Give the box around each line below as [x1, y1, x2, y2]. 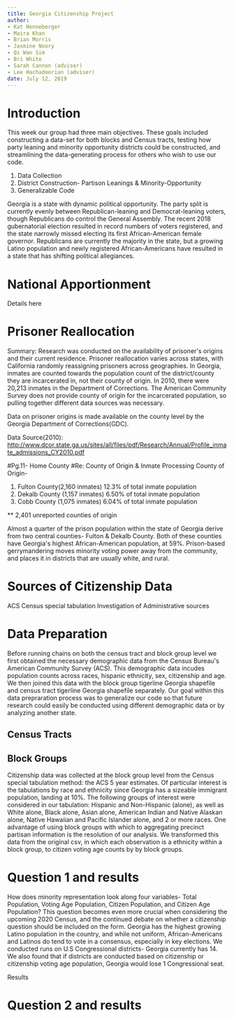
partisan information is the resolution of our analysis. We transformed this [7, 830, 219, 839]
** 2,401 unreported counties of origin [7, 511, 117, 519]
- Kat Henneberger [7, 23, 61, 30]
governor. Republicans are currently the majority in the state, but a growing [7, 237, 224, 245]
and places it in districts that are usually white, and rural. [7, 554, 170, 563]
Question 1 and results [7, 870, 140, 885]
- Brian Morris [7, 36, 52, 43]
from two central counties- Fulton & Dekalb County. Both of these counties [7, 532, 222, 540]
